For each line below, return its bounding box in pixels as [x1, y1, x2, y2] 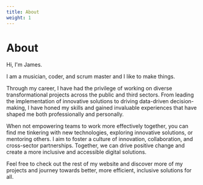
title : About [6, 9, 40, 15]
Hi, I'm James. [6, 61, 43, 68]
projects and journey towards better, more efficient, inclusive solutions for [6, 167, 192, 174]
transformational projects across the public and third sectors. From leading [6, 91, 194, 98]
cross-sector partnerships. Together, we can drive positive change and [6, 142, 185, 150]
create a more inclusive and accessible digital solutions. [6, 148, 147, 156]
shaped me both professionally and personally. [6, 111, 124, 118]
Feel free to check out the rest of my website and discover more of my [6, 160, 183, 168]
